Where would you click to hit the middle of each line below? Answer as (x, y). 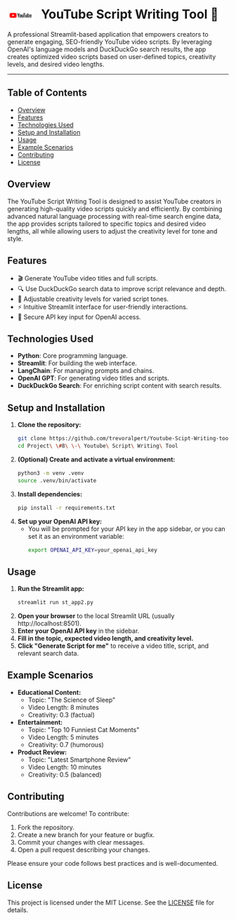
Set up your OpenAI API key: (60, 521)
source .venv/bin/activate (57, 480)
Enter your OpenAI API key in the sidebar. (78, 631)
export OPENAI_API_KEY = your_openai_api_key (93, 550)
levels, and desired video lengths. (56, 64)
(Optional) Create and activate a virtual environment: (96, 459)
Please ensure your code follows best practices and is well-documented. (113, 863)
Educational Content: (49, 692)
